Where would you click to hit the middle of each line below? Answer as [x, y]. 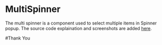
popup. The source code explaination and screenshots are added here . [78, 28]
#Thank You [18, 38]
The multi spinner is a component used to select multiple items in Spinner [81, 23]
